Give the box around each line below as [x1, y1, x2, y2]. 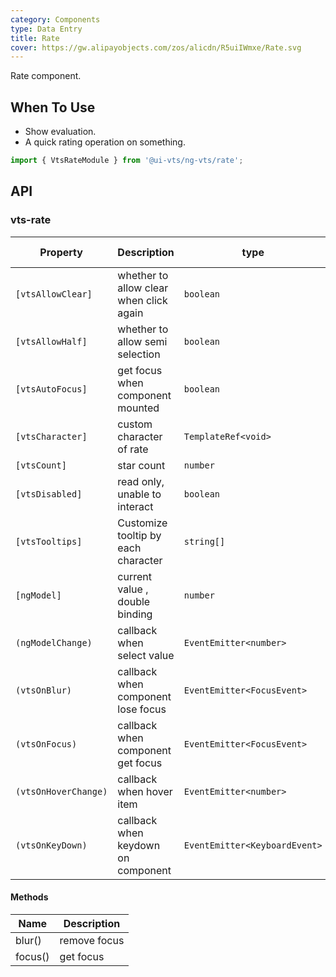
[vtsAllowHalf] [15, 336, 88, 347]
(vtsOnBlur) [15, 684, 73, 696]
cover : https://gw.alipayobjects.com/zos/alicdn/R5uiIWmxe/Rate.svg [10, 42, 302, 53]
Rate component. [10, 70, 82, 82]
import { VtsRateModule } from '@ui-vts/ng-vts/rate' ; [10, 156, 244, 166]
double [117, 594, 151, 608]
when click [117, 293, 168, 307]
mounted [117, 401, 160, 415]
